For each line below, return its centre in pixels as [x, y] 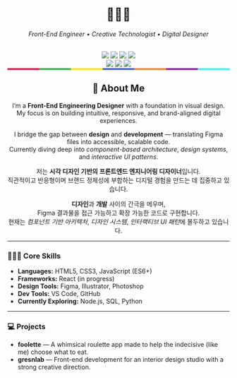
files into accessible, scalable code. [119, 141]
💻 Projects [26, 326]
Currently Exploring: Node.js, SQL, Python [80, 301]
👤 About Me [119, 89]
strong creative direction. [54, 367]
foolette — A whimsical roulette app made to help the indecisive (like [118, 345]
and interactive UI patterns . [119, 156]
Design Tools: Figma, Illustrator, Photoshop [80, 286]
